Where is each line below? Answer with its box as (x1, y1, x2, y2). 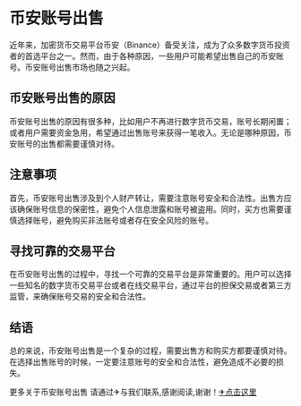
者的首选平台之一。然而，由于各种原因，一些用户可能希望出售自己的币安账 (9, 50, 284, 61)
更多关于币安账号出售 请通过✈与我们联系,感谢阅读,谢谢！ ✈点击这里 (9, 386, 257, 398)
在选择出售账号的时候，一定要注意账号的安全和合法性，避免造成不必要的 (9, 357, 276, 368)
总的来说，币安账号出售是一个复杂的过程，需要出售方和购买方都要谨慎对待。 (9, 345, 292, 356)
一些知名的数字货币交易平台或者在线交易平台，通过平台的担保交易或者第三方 (9, 280, 292, 291)
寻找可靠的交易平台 (9, 243, 116, 258)
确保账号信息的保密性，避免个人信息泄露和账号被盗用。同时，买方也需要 (16, 203, 284, 215)
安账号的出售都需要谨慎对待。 (9, 138, 119, 148)
